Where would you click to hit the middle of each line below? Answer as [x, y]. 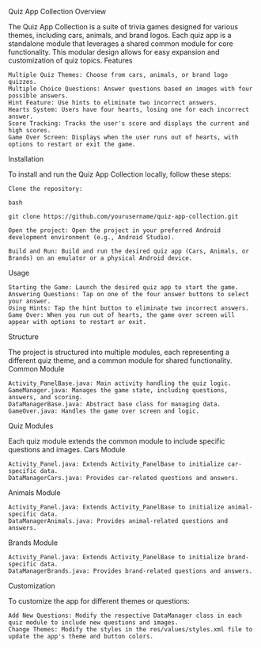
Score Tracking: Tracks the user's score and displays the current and [129, 124]
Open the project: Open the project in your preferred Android [115, 231]
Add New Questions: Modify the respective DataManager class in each [125, 616]
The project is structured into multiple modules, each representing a [119, 352]
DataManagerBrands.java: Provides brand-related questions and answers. [130, 571]
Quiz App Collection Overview [57, 11]
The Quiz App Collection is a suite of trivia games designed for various [123, 27]
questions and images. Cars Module [67, 450]
